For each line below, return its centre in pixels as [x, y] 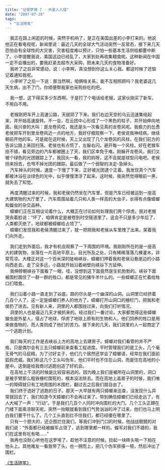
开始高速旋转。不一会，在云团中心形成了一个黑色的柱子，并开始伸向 [87, 121]
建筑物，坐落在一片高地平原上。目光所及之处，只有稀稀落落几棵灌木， [84, 253]
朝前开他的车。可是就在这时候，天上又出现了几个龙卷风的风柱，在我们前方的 [82, 139]
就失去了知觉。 [20, 182]
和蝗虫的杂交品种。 [25, 205]
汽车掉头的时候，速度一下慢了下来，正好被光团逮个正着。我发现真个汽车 [83, 170]
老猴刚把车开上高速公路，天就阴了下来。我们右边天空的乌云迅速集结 [79, 114]
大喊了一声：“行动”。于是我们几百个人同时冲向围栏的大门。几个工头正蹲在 [84, 403]
